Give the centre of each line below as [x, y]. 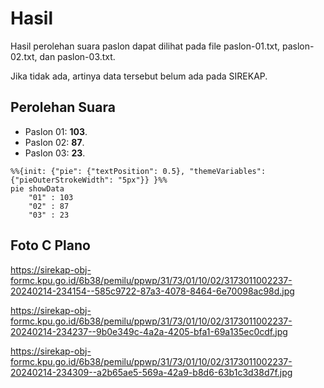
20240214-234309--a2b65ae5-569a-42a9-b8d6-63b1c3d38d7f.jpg [151, 372]
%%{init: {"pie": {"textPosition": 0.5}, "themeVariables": [138, 171]
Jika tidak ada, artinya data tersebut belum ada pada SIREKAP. [139, 76]
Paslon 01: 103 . [56, 131]
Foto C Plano [50, 245]
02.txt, [24, 56]
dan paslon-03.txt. [77, 56]
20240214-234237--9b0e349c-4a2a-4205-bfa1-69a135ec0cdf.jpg [149, 331]
